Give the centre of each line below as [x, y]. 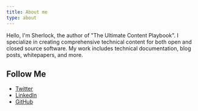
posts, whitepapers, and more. [45, 55]
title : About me [27, 12]
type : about [21, 18]
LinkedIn [26, 95]
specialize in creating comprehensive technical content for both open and [99, 42]
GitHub [24, 102]
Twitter [24, 89]
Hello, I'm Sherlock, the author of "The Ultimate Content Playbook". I [93, 35]
